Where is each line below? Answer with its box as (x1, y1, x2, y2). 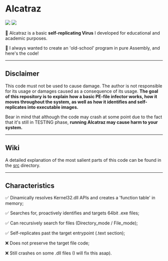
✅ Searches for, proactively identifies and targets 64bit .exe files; (5, 210, 139, 216)
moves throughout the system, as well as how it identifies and (5, 99, 136, 105)
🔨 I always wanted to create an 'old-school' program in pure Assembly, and (5, 45, 160, 51)
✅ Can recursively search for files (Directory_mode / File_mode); (5, 220, 138, 226)
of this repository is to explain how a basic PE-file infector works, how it (5, 93, 157, 99)
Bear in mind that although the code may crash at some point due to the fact (5, 114, 162, 120)
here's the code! (5, 50, 39, 56)
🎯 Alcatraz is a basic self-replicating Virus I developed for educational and (5, 30, 160, 36)
